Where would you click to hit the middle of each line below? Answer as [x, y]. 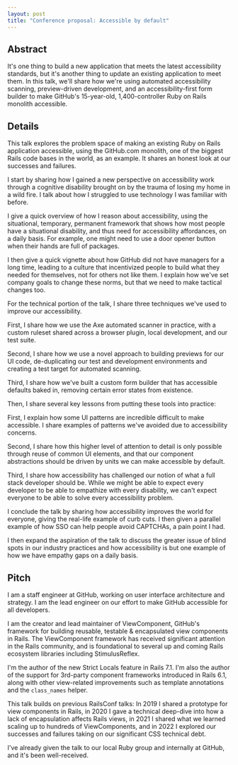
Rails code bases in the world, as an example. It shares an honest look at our [119, 158]
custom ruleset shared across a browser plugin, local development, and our [118, 333]
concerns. [22, 432]
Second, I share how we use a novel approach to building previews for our [116, 354]
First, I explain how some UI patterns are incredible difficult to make [106, 418]
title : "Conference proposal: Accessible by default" [89, 21]
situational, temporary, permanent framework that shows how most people [116, 223]
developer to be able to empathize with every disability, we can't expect [112, 491]
